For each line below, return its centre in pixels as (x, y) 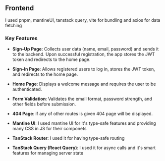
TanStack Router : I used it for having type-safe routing (68, 138)
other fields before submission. (44, 104)
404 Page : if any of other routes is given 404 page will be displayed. (82, 114)
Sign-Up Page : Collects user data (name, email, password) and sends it (85, 49)
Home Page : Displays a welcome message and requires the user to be (84, 84)
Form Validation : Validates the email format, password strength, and (82, 99)
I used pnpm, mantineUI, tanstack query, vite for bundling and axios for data (83, 20)
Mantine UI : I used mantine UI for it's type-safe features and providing (84, 123)
